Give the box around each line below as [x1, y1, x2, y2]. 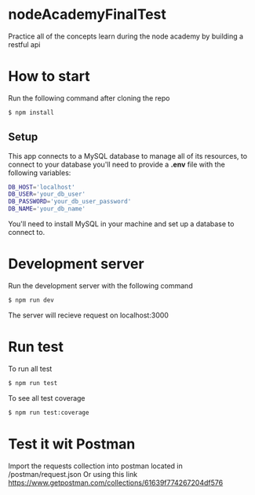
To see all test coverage [8, 393, 86, 402]
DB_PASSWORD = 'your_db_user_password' [8, 198, 132, 206]
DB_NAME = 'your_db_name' [8, 205, 86, 213]
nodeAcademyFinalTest [8, 5, 166, 24]
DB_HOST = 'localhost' [8, 183, 76, 191]
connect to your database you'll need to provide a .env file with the [8, 159, 225, 169]
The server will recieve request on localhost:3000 [8, 310, 169, 320]
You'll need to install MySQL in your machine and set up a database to [8, 219, 235, 229]
